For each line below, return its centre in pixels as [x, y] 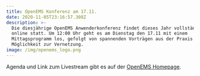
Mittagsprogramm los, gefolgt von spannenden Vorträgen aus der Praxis [102, 39]
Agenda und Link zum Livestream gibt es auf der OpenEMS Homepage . [94, 67]
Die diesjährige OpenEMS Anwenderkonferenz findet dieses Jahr [91, 28]
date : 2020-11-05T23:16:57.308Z [46, 17]
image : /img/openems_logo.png [44, 50]
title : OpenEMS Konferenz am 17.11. [51, 11]
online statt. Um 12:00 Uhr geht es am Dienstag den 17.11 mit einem [99, 34]
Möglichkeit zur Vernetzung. [48, 45]
